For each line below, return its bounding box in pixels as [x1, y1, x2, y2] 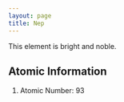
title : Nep [8, 19, 45, 27]
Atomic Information [8, 64, 107, 78]
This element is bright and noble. [8, 41, 117, 51]
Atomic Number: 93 [19, 86, 86, 96]
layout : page [8, 11, 52, 20]
